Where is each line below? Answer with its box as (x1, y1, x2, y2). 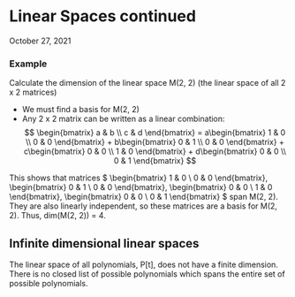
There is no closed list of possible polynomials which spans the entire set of (9, 269, 285, 279)
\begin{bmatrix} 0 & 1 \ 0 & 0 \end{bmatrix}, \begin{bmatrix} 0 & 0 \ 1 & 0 (9, 182, 273, 193)
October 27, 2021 (9, 35, 72, 46)
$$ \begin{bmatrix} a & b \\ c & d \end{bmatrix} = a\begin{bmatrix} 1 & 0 (24, 127, 286, 138)
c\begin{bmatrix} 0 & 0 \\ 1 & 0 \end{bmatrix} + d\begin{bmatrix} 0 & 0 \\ (23, 146, 287, 156)
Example (9, 57, 48, 70)
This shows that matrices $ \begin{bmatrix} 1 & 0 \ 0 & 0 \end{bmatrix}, (9, 172, 268, 183)
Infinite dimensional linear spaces (9, 236, 200, 251)
